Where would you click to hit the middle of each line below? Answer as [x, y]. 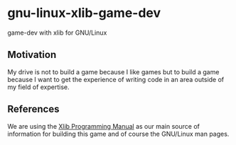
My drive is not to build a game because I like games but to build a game [113, 71]
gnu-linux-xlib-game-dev [84, 13]
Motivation [32, 55]
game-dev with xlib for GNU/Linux [57, 33]
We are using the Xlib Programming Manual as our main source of [104, 126]
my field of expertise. [38, 87]
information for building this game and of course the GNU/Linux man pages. [118, 134]
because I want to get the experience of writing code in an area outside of [116, 79]
